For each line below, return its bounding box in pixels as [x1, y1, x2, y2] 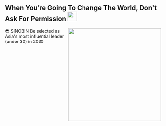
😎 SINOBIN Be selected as [5, 28, 60, 34]
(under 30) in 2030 [5, 38, 44, 44]
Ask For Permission [5, 15, 67, 23]
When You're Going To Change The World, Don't [5, 4, 157, 12]
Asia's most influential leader [5, 33, 64, 39]
